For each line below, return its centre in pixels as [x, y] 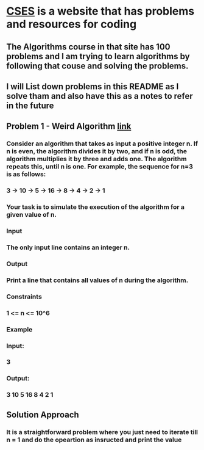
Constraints [24, 296]
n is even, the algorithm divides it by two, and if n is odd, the [97, 151]
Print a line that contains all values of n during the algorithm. [97, 280]
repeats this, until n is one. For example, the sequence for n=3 [100, 167]
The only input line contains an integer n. [68, 247]
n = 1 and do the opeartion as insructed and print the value [94, 440]
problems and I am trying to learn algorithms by [98, 56]
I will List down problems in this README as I [93, 86]
